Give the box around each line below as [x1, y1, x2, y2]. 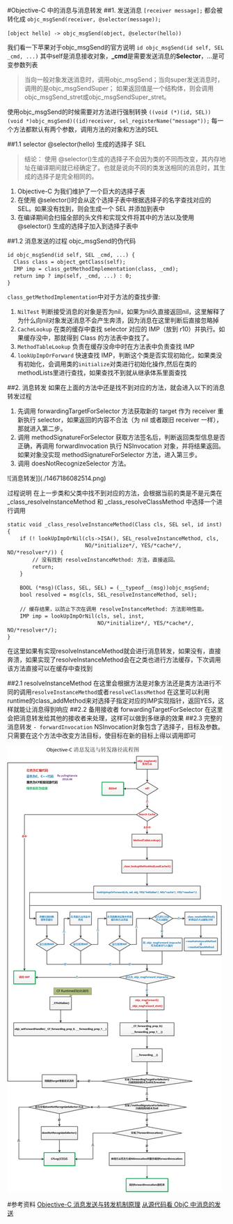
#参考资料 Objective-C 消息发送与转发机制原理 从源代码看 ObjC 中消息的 [7, 1200, 215, 1209]
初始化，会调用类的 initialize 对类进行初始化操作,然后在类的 [23, 360, 197, 368]
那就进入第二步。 [17, 424, 67, 433]
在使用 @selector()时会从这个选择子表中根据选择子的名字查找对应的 [17, 196, 211, 204]
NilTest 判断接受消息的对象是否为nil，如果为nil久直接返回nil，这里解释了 [17, 308, 226, 315]
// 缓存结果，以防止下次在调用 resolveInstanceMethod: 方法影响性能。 [19, 606, 207, 613]
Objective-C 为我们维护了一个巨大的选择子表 [17, 187, 145, 195]
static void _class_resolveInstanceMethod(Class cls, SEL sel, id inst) [7, 521, 223, 528]
